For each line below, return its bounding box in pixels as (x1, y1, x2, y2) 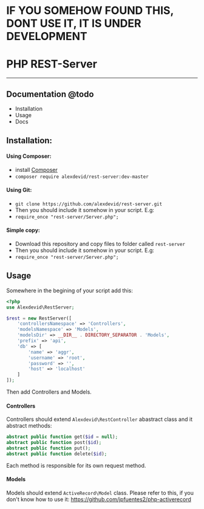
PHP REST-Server (6, 57, 97, 71)
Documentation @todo (6, 89, 94, 99)
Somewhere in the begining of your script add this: (6, 287, 134, 294)
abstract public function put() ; (6, 445, 91, 451)
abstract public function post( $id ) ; (6, 440, 102, 446)
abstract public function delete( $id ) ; (6, 451, 107, 457)
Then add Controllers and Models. (6, 388, 92, 395)
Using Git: (6, 186, 32, 194)
